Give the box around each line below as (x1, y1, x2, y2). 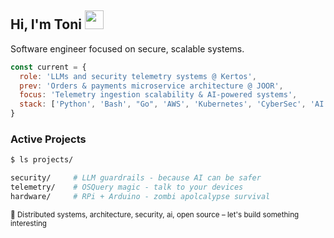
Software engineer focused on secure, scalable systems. (10, 42, 245, 55)
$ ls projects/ (10, 155, 74, 165)
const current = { (10, 62, 87, 72)
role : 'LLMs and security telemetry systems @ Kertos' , (19, 71, 257, 81)
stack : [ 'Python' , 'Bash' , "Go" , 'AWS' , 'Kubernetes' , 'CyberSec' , (19, 99, 307, 110)
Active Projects (10, 132, 87, 146)
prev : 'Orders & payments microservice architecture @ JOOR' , (19, 81, 284, 91)
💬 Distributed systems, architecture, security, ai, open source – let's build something (10, 209, 300, 220)
